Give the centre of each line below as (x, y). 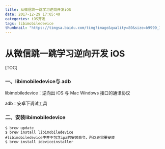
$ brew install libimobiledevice (39, 132)
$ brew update (20, 128)
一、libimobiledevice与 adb (38, 81)
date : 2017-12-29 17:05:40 (33, 14)
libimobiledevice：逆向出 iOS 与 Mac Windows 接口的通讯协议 (68, 93)
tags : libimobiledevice (29, 23)
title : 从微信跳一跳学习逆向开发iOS (38, 10)
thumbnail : (16, 28)
